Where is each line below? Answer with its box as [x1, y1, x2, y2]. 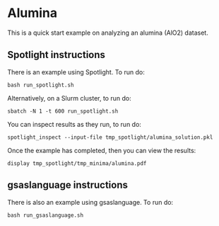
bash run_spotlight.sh [7, 81, 74, 89]
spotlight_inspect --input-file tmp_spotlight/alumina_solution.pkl [7, 133, 213, 141]
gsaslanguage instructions [7, 179, 129, 191]
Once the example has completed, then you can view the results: [7, 146, 196, 154]
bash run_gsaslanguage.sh [7, 211, 83, 219]
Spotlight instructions [7, 49, 106, 61]
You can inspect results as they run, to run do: [7, 120, 141, 128]
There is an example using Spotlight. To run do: [7, 67, 145, 76]
